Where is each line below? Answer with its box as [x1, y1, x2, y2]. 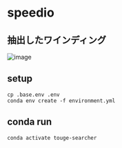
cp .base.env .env [7, 91, 60, 98]
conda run [7, 116, 52, 128]
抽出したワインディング [7, 34, 107, 46]
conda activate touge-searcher [7, 134, 97, 141]
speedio [7, 5, 55, 21]
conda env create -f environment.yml [7, 97, 116, 104]
